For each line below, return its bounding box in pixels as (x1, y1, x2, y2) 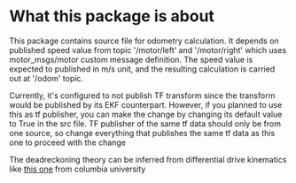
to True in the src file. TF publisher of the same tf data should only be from (9, 118, 282, 129)
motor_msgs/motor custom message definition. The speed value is (9, 54, 253, 65)
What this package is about (9, 6, 215, 27)
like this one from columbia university (9, 164, 146, 174)
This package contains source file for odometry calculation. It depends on (9, 35, 279, 46)
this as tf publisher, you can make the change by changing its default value (9, 109, 283, 119)
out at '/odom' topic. (9, 72, 84, 83)
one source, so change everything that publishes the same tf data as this (9, 127, 276, 138)
